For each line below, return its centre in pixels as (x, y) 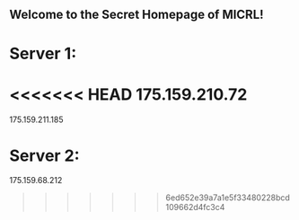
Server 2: (44, 155)
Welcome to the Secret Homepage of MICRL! (136, 15)
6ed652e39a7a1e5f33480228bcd (228, 198)
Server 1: (43, 53)
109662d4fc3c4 (195, 207)
